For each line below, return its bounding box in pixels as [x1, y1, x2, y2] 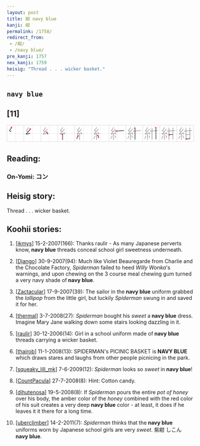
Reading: [7, 153, 41, 163]
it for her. [15, 301, 38, 308]
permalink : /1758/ [7, 29, 52, 34]
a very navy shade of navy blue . [15, 277, 94, 284]
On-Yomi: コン [7, 172, 49, 181]
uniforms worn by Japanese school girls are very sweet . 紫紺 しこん [15, 426, 182, 434]
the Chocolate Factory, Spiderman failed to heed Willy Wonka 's [15, 264, 171, 271]
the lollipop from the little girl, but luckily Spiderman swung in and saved [15, 295, 192, 302]
